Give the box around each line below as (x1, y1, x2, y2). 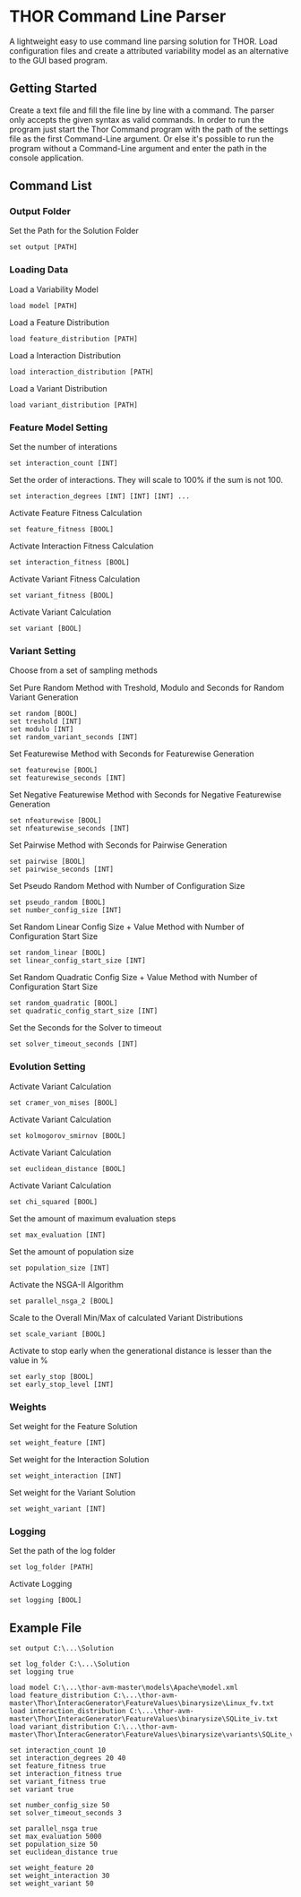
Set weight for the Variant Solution (9, 1487, 136, 1497)
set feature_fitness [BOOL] (9, 525, 115, 534)
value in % (9, 1355, 48, 1366)
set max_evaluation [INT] (9, 1230, 106, 1239)
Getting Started (9, 81, 98, 96)
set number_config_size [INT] (9, 906, 123, 915)
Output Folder (9, 205, 72, 218)
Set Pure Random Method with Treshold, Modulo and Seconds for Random (9, 683, 285, 694)
